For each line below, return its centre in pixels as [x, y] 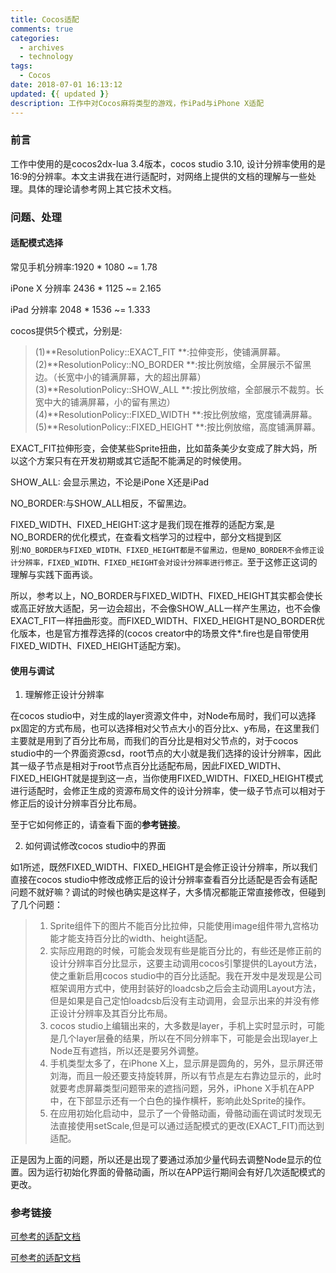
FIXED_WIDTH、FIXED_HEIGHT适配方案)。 [98, 645]
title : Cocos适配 [45, 19]
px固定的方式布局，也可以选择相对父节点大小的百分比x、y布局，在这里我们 [165, 728]
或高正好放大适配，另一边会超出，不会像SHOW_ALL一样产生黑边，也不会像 [165, 608]
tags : [21, 66]
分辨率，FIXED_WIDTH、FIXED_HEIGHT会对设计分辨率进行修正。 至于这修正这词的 [167, 562]
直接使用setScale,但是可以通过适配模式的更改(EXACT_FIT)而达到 [191, 1126]
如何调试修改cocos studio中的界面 [95, 846]
